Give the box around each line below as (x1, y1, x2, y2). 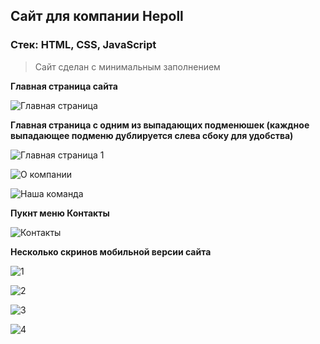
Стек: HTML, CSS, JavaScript (10, 38, 157, 52)
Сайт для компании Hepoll (10, 8, 184, 25)
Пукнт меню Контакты (10, 207, 110, 219)
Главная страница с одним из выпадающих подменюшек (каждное (10, 119, 310, 131)
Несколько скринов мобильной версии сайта (10, 245, 212, 258)
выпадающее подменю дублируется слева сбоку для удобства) (10, 129, 294, 141)
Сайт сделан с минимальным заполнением (34, 60, 221, 73)
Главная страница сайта (10, 80, 118, 92)
